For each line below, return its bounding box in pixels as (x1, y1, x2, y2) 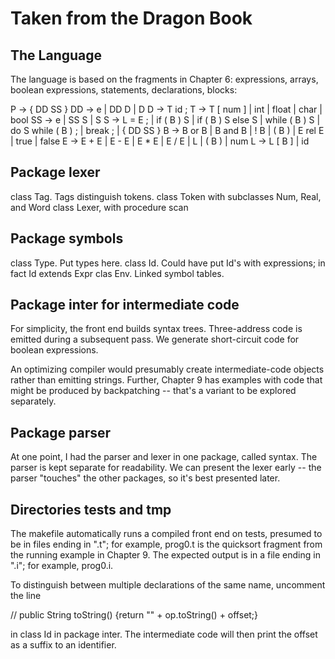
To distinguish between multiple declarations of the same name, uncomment (10, 579, 326, 591)
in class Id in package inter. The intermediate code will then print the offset (10, 628, 318, 641)
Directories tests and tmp (10, 501, 172, 518)
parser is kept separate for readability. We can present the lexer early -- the (10, 462, 322, 474)
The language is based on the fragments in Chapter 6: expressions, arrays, (10, 73, 319, 85)
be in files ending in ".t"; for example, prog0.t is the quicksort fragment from (10, 538, 323, 551)
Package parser (10, 424, 112, 441)
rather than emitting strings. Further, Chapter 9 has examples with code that (10, 374, 323, 386)
